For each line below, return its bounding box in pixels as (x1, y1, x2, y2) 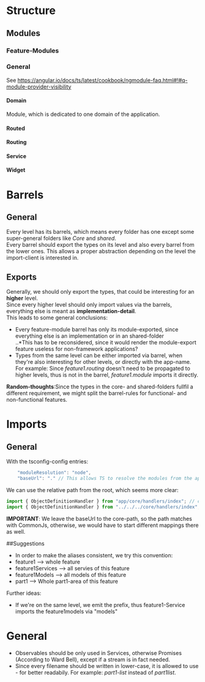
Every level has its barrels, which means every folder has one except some (6, 228, 195, 236)
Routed (6, 125, 26, 132)
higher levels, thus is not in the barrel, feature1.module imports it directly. (15, 371, 198, 379)
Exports (6, 272, 37, 282)
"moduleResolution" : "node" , (17, 470, 92, 476)
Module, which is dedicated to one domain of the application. (6, 111, 160, 118)
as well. (6, 528, 26, 535)
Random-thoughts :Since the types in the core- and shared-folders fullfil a (6, 383, 193, 391)
